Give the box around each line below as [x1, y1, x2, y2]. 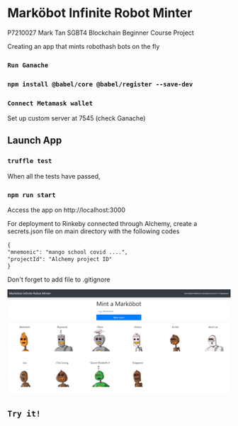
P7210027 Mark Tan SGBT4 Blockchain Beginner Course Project [7, 28, 195, 37]
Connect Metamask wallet [7, 99, 93, 107]
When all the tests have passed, [7, 172, 101, 180]
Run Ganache [7, 61, 49, 69]
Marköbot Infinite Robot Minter [7, 5, 193, 21]
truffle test [7, 157, 52, 165]
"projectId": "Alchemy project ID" [7, 256, 113, 263]
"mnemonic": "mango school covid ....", [7, 249, 129, 256]
